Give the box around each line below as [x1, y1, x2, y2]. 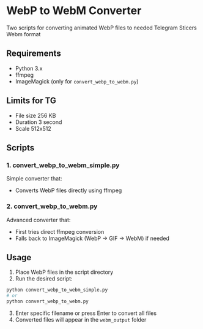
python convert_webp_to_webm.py [6, 298, 89, 304]
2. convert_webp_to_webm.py [6, 202, 98, 211]
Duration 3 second [15, 118, 62, 126]
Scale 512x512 [15, 125, 51, 132]
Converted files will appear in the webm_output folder [15, 315, 147, 323]
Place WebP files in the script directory [15, 268, 114, 276]
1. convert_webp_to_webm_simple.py [6, 161, 120, 169]
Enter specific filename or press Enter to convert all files [15, 309, 157, 317]
